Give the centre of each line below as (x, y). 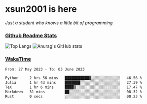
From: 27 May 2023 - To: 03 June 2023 (45, 69)
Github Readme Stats (31, 35)
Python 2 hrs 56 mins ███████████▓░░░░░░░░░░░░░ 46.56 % (73, 78)
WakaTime (18, 59)
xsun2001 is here (41, 9)
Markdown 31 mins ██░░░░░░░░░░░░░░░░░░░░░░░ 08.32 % (73, 92)
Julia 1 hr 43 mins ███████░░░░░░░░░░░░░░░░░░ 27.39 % (73, 83)
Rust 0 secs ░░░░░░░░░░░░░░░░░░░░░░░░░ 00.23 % (73, 96)
